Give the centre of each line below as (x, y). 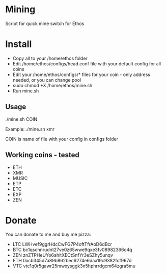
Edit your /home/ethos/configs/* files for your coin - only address (81, 74)
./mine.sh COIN (21, 119)
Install (19, 44)
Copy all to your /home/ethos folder (50, 58)
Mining (20, 9)
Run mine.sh (26, 91)
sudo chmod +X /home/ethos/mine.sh (52, 85)
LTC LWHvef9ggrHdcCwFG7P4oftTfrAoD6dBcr (62, 244)
